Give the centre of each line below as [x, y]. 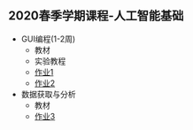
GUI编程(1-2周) [48, 39]
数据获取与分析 [48, 94]
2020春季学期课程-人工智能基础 [96, 16]
